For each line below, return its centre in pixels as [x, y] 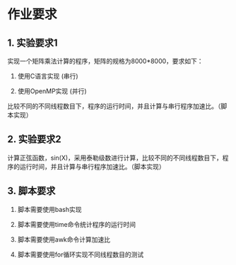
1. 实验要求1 [33, 43]
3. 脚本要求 [31, 191]
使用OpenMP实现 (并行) [52, 91]
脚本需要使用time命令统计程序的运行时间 [77, 224]
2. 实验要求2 [34, 140]
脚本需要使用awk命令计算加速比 [64, 239]
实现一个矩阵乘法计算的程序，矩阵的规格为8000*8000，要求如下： [105, 61]
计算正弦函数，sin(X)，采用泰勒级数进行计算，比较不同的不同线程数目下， [115, 158]
